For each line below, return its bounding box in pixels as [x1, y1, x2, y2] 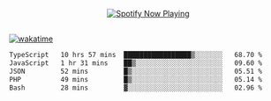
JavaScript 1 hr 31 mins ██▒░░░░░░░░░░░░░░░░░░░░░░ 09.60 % [9, 59, 263, 68]
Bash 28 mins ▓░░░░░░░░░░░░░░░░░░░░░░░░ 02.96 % [9, 83, 263, 92]
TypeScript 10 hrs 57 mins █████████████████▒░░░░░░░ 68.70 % [9, 51, 263, 60]
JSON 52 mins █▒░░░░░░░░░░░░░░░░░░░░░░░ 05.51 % [9, 67, 263, 76]
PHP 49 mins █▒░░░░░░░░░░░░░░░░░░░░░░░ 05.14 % [9, 76, 263, 84]
